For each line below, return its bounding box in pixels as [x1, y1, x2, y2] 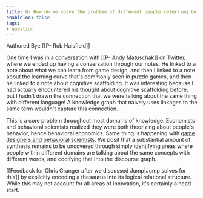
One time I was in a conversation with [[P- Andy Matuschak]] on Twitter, [6, 54, 186, 61]
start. [6, 187, 20, 194]
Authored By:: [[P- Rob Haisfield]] [6, 42, 90, 49]
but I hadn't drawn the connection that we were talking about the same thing [6, 92, 197, 100]
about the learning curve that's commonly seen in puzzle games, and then [6, 73, 192, 80]
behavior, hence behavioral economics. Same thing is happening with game [6, 130, 195, 137]
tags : [6, 20, 20, 26]
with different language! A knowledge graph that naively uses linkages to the [6, 99, 198, 106]
